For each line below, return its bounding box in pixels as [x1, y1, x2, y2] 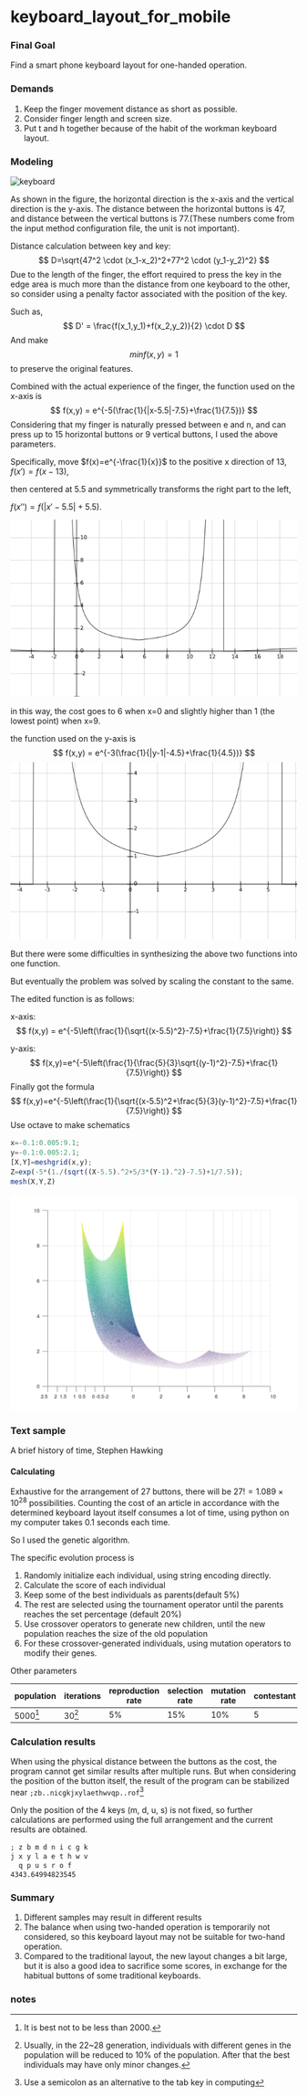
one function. [10, 958, 61, 969]
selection [167, 1685, 204, 1696]
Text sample [10, 1424, 67, 1437]
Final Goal [10, 39, 56, 52]
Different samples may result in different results [23, 1912, 202, 1923]
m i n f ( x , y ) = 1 [129, 349, 179, 360]
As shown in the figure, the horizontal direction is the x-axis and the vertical [10, 194, 294, 205]
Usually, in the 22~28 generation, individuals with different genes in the [23, 2039, 292, 2051]
